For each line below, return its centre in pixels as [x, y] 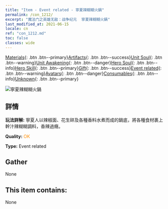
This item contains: [36, 190]
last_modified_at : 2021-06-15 [37, 24]
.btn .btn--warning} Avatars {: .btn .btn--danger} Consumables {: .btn [75, 73]
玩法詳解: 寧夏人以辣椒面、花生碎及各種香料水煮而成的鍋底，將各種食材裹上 [84, 120]
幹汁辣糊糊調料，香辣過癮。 [34, 126]
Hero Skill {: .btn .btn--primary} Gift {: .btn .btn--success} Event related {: [88, 68]
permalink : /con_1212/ [29, 15]
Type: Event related [26, 146]
